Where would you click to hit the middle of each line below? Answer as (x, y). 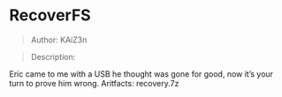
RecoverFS (50, 15)
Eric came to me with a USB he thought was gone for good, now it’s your (141, 74)
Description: (53, 56)
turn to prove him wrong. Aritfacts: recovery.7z (94, 83)
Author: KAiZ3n (59, 40)
